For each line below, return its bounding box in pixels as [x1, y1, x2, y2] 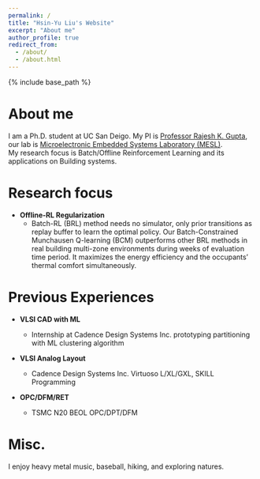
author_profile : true [8, 33, 80, 42]
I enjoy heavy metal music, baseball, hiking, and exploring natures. [8, 462, 225, 471]
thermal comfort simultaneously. [31, 260, 137, 270]
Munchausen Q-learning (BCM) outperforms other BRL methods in [31, 235, 248, 245]
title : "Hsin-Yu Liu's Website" [8, 19, 114, 27]
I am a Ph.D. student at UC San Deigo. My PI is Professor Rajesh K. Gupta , [8, 131, 248, 141]
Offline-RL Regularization [19, 210, 105, 220]
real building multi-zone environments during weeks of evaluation [31, 243, 245, 253]
